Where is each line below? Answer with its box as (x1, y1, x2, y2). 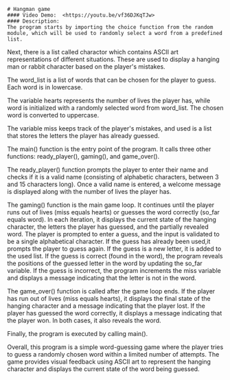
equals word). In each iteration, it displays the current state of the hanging (7, 216, 216, 223)
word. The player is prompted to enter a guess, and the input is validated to (7, 230, 220, 238)
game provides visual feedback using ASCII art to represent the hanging (7, 357, 211, 366)
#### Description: (7, 18, 60, 25)
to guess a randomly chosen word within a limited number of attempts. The (7, 350, 220, 358)
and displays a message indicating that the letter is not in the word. (7, 274, 197, 282)
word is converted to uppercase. (7, 111, 100, 119)
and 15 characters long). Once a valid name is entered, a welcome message (7, 180, 221, 188)
